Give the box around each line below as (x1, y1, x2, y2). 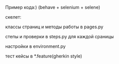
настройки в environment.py (5, 43, 66, 49)
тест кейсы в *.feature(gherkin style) (5, 53, 83, 59)
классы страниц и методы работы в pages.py (5, 24, 104, 30)
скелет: (5, 14, 22, 20)
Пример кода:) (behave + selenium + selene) (5, 5, 100, 10)
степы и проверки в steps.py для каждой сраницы (5, 34, 114, 39)
